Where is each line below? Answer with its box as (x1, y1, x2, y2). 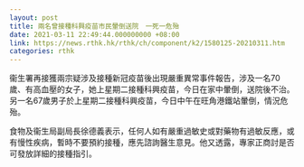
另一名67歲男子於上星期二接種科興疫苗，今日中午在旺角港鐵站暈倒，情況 (9, 96, 280, 107)
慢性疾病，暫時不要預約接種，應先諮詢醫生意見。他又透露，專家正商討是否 (16, 137, 295, 148)
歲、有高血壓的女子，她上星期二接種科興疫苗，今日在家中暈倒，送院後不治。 (9, 84, 295, 95)
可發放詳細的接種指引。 (9, 148, 97, 159)
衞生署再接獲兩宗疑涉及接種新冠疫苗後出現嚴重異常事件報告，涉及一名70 (9, 73, 280, 84)
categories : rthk (9, 47, 75, 56)
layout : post (9, 13, 59, 23)
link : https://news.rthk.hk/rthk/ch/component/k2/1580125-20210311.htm (9, 38, 285, 48)
